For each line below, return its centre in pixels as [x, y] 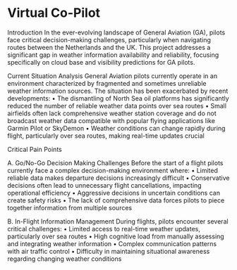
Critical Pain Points [35, 149]
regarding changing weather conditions [65, 259]
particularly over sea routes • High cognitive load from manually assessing [116, 236]
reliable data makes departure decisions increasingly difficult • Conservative [119, 178]
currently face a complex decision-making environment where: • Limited [113, 170]
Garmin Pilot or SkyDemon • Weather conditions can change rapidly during [116, 128]
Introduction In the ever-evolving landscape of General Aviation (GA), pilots [116, 32]
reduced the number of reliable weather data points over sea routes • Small [117, 105]
